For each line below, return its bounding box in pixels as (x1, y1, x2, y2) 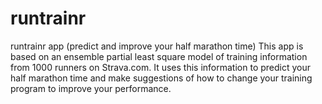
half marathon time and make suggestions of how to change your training (10, 72, 313, 84)
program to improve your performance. (10, 82, 172, 94)
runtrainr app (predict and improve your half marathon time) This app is (10, 40, 304, 52)
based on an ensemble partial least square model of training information (10, 50, 308, 62)
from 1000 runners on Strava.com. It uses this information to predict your (10, 61, 312, 73)
